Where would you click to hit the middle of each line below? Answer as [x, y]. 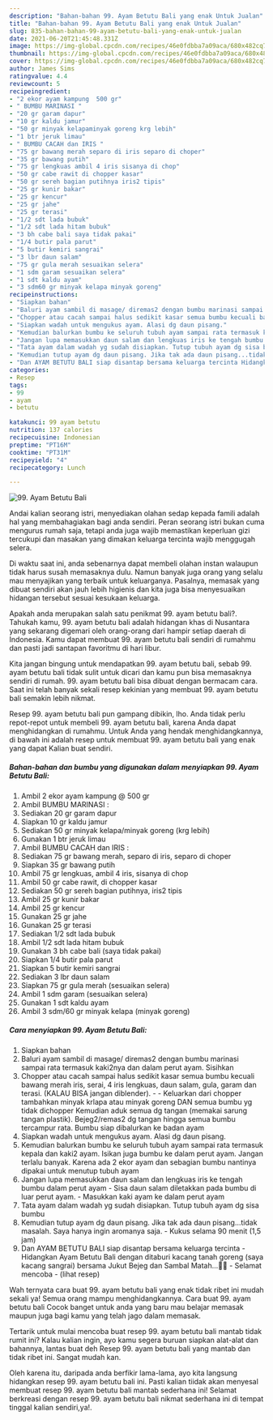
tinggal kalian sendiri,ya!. [51, 1408]
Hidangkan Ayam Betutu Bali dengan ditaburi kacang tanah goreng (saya [142, 1257]
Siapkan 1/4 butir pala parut [67, 960]
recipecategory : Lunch [47, 468]
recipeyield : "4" [38, 460]
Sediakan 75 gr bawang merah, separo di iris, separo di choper [126, 857]
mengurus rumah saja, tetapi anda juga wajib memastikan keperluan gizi [130, 531]
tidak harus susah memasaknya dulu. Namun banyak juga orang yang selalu [136, 572]
